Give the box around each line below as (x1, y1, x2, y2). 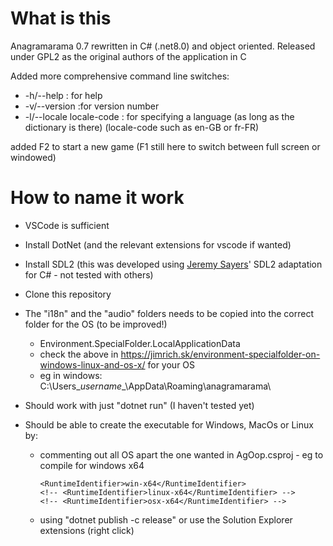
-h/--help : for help (24, 89, 103, 101)
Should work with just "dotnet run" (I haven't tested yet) (24, 399, 255, 411)
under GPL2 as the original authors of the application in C (10, 50, 247, 62)
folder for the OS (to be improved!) (24, 318, 168, 330)
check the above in (39, 348, 119, 360)
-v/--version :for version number (24, 100, 160, 112)
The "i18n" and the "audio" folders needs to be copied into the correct (24, 307, 314, 319)
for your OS (147, 358, 196, 371)
